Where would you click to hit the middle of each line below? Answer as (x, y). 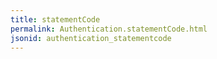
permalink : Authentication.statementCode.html (109, 29)
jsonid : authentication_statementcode (91, 38)
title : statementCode (55, 19)
